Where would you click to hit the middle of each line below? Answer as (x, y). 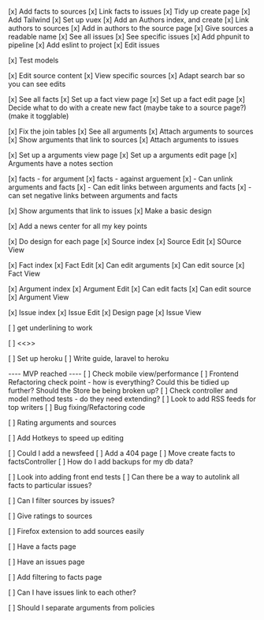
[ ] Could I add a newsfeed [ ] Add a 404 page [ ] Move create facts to (122, 453)
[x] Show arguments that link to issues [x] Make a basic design (110, 211)
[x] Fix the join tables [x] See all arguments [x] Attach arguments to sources (131, 131)
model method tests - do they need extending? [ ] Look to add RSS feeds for (132, 399)
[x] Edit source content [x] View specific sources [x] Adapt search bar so (127, 75)
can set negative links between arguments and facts (93, 195)
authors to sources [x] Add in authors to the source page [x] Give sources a (131, 28)
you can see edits (37, 84)
